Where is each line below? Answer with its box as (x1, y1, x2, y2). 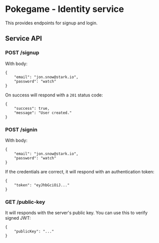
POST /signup (5, 49, 40, 56)
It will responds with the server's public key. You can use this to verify (5, 210, 148, 216)
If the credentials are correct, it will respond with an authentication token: (5, 168, 155, 174)
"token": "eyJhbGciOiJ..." (14, 182, 70, 187)
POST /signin (5, 126, 38, 133)
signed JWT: (5, 215, 31, 221)
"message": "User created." (14, 110, 72, 115)
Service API (5, 34, 42, 43)
